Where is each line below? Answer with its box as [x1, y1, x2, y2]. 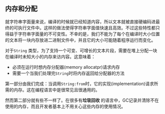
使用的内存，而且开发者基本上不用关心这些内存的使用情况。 [5, 103, 126, 109]
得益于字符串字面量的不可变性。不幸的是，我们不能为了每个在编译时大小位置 [5, 31, 160, 37]
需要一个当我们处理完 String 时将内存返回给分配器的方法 [12, 70, 125, 76]
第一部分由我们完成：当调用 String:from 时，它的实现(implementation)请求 [5, 81, 154, 86]
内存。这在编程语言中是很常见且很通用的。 [13, 86, 100, 92]
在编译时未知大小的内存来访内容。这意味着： [5, 54, 96, 59]
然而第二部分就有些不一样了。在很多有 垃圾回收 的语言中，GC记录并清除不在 [5, 97, 159, 103]
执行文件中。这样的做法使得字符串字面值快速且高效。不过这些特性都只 [18, 25, 160, 30]
